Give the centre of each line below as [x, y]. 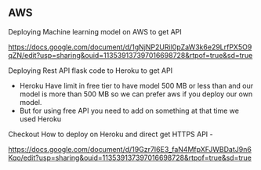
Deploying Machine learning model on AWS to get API [95, 31]
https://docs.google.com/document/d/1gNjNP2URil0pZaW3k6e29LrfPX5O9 [130, 47]
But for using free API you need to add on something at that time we [129, 110]
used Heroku [40, 119]
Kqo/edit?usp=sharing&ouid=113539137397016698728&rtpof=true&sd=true [130, 157]
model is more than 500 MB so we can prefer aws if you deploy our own [136, 94]
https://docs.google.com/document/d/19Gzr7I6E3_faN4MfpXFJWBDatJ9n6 [130, 149]
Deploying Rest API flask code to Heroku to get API [91, 71]
